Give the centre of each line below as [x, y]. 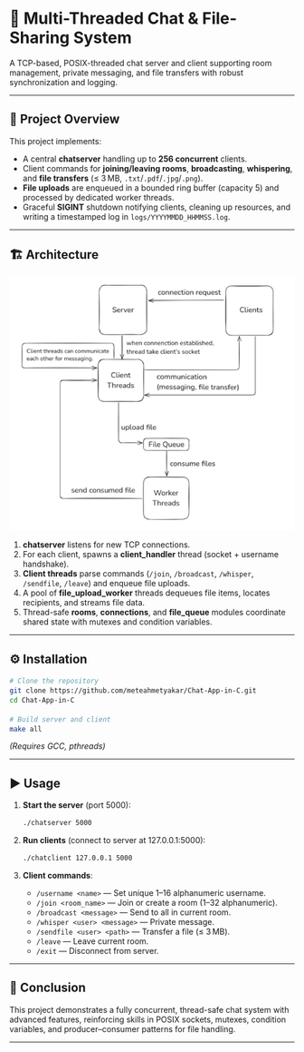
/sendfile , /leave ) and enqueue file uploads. [106, 584]
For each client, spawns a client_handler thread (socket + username [150, 555]
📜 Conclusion [47, 988]
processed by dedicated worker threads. [98, 197]
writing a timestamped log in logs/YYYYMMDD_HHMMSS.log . [126, 216]
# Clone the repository [54, 681]
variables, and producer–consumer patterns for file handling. [123, 1028]
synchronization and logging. [63, 82]
